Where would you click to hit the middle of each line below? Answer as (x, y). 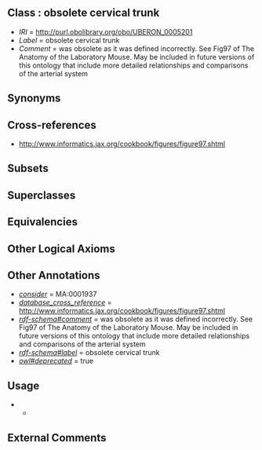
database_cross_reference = (65, 302)
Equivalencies (42, 222)
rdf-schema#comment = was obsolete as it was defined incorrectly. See (135, 319)
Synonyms (34, 99)
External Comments (57, 438)
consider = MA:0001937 (58, 295)
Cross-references (52, 125)
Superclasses (42, 195)
